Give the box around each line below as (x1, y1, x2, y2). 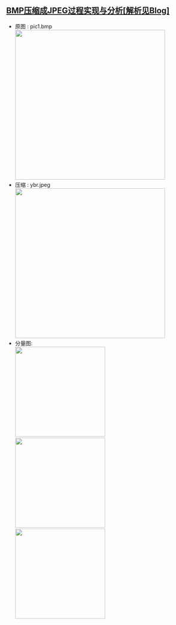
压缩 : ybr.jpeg (14, 181, 51, 188)
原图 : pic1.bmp (14, 23, 53, 30)
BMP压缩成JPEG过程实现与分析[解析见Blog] (6, 5, 170, 16)
